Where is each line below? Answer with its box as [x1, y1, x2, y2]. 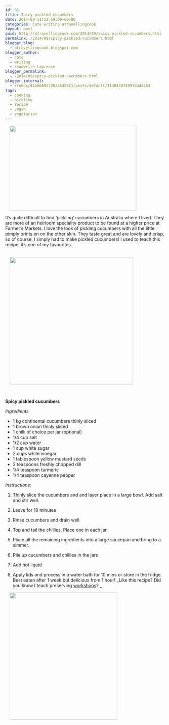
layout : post [5, 26, 33, 32]
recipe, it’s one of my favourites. [5, 241, 72, 247]
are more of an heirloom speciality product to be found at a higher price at [5, 220, 160, 226]
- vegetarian [10, 111, 37, 117]
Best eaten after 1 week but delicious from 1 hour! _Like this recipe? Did [12, 577, 161, 583]
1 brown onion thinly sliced [12, 423, 68, 429]
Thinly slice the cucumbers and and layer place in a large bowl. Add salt [12, 491, 163, 498]
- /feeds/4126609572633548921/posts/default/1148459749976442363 [10, 83, 151, 88]
